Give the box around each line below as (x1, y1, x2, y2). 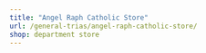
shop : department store (9, 30, 100, 39)
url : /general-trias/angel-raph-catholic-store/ (9, 22, 198, 31)
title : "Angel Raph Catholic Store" (9, 13, 149, 22)
